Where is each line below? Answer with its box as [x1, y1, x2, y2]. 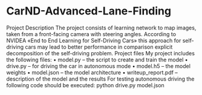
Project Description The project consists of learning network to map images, [6, 24, 197, 31]
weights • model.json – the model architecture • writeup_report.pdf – [6, 69, 178, 76]
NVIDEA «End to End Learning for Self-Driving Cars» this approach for [6, 37, 181, 44]
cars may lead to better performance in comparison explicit [25, 43, 173, 51]
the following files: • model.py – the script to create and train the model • [6, 56, 189, 63]
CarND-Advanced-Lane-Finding [6, 4, 171, 18]
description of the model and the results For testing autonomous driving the [6, 75, 195, 82]
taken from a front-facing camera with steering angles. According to [6, 30, 177, 37]
